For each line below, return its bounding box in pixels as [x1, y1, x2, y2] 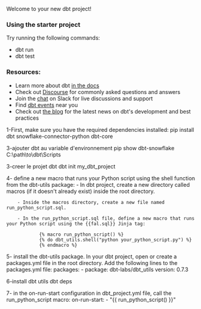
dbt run [15, 46, 34, 54]
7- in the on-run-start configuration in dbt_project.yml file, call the [6, 289, 172, 297]
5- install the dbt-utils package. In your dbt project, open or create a [6, 253, 177, 260]
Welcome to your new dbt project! [6, 5, 92, 12]
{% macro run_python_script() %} [38, 231, 124, 238]
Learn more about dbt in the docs [15, 82, 99, 89]
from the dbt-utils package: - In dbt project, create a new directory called [6, 181, 190, 188]
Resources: [6, 68, 41, 76]
